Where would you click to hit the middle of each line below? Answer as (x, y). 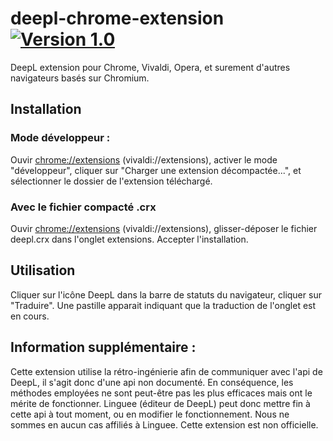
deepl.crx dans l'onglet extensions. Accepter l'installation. (129, 239)
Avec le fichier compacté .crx (83, 207)
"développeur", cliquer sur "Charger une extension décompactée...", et (156, 170)
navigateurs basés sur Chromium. (80, 78)
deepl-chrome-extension (117, 18)
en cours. (30, 316)
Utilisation (43, 270)
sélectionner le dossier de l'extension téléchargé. (111, 181)
